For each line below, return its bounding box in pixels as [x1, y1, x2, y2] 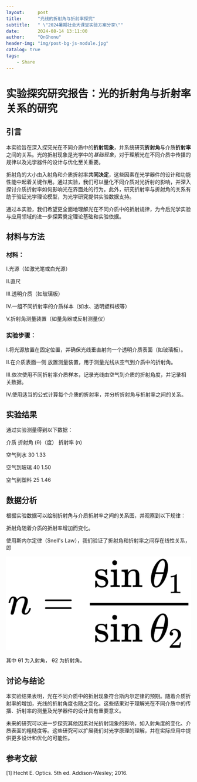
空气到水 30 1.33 [6, 451, 46, 458]
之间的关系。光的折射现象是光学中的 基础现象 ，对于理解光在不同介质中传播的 [6, 151, 191, 158]
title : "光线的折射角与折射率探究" [6, 15, 96, 22]
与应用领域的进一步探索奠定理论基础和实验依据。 [6, 212, 124, 220]
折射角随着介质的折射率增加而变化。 [6, 524, 94, 532]
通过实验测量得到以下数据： [6, 427, 73, 434]
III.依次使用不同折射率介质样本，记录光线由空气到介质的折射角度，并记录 [6, 371, 182, 378]
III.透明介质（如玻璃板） [6, 290, 63, 297]
